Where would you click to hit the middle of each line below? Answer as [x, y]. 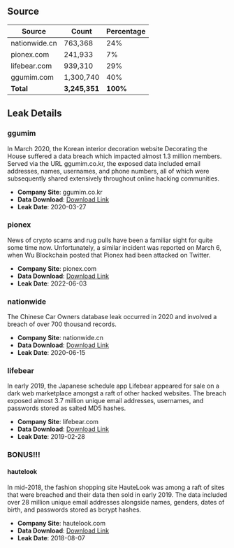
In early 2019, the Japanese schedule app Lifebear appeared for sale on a [114, 386]
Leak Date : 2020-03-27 [52, 206]
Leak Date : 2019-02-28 [51, 437]
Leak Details [35, 114]
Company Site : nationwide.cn [60, 338]
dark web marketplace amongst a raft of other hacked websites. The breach [117, 393]
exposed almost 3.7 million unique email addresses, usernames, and [105, 401]
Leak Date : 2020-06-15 [51, 353]
